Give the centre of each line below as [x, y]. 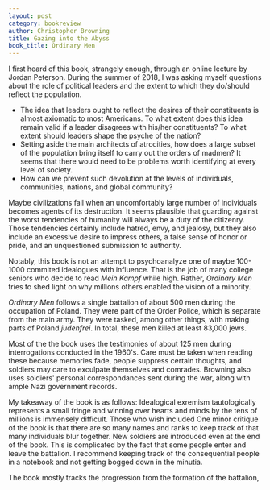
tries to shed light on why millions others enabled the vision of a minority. [130, 287]
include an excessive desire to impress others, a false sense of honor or [128, 237]
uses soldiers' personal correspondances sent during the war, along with [129, 378]
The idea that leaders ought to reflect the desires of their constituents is [139, 110]
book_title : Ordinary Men [52, 46]
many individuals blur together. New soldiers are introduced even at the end [134, 437]
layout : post [30, 16]
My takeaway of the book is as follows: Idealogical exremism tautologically [132, 402]
